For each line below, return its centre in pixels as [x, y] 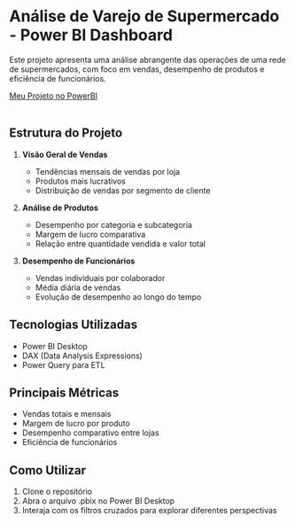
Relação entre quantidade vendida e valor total [120, 243]
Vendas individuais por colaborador [100, 278]
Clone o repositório [57, 492]
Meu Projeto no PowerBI [54, 96]
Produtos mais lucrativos [80, 181]
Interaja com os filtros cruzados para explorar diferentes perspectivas [149, 511]
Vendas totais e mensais [66, 414]
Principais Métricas [64, 392]
